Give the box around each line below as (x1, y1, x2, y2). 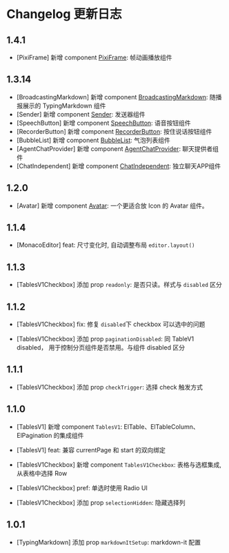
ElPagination (16, 431, 52, 439)
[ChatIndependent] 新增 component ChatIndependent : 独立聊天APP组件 (16, 161, 221, 170)
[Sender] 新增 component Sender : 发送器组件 (16, 110, 146, 118)
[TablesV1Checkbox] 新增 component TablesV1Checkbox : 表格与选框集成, (16, 460, 222, 469)
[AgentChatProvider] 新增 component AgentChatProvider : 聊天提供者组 (16, 144, 219, 152)
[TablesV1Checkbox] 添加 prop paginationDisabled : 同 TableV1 (16, 335, 195, 343)
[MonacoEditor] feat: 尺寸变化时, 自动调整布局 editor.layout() (16, 241, 195, 249)
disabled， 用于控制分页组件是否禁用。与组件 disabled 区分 (16, 343, 186, 352)
